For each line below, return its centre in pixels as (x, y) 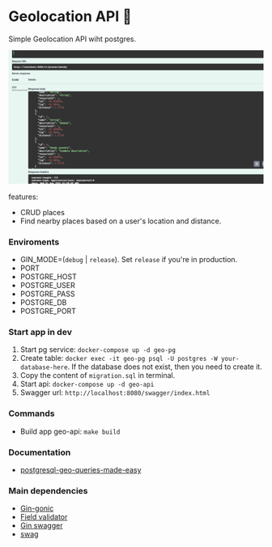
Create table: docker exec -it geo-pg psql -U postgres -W (119, 358)
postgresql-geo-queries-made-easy (81, 469)
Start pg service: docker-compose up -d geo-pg (98, 350)
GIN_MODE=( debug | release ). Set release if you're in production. (129, 260)
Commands (32, 413)
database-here (44, 367)
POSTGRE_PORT (48, 312)
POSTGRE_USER (47, 286)
